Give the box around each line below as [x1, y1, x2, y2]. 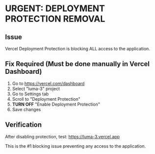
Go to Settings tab [12, 91, 49, 97]
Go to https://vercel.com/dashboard [12, 80, 85, 86]
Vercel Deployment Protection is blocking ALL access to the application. [5, 46, 150, 51]
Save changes [12, 106, 41, 112]
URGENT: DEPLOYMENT [5, 3, 105, 14]
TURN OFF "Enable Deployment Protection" [12, 101, 100, 107]
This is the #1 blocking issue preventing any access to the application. [5, 143, 146, 149]
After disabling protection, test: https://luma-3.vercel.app [5, 133, 120, 139]
